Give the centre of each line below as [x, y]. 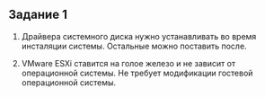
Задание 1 [38, 15]
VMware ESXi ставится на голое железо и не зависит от [128, 63]
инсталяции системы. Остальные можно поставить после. [134, 46]
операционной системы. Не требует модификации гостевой [137, 73]
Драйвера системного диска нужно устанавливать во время [139, 36]
